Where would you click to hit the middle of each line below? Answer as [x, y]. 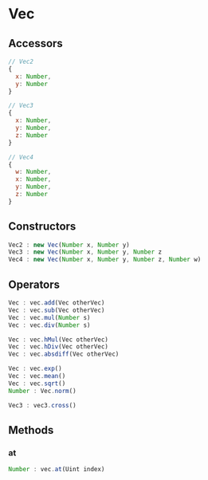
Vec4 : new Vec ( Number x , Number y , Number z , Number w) [105, 260]
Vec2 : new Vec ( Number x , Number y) [69, 245]
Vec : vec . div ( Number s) [49, 325]
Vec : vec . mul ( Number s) [49, 317]
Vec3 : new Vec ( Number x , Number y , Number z [85, 252]
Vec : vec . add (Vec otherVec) [57, 303]
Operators [34, 284]
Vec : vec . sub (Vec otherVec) [57, 310]
